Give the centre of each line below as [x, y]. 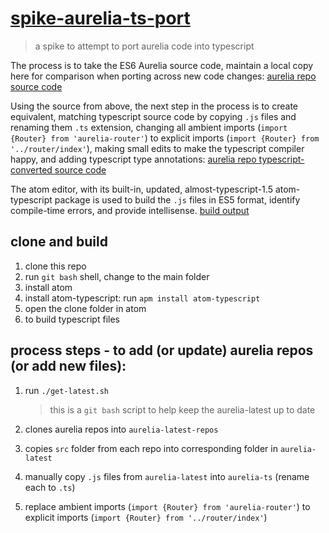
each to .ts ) [50, 487]
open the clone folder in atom [85, 308]
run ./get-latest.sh [66, 390]
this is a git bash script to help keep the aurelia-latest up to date [182, 409]
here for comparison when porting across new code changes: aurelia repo [163, 76]
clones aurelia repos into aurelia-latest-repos [121, 429]
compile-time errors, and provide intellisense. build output [130, 210]
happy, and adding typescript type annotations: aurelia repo [133, 159]
